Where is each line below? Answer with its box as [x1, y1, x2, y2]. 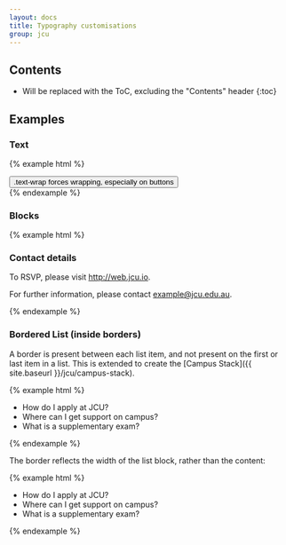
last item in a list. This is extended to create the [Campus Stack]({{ [9, 358, 252, 368]
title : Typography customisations [9, 21, 138, 30]
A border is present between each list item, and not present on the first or [9, 348, 278, 359]
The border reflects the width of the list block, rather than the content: [9, 454, 266, 466]
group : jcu [9, 29, 50, 38]
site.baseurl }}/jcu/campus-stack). [9, 367, 135, 378]
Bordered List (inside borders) [9, 328, 142, 341]
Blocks [9, 209, 40, 222]
